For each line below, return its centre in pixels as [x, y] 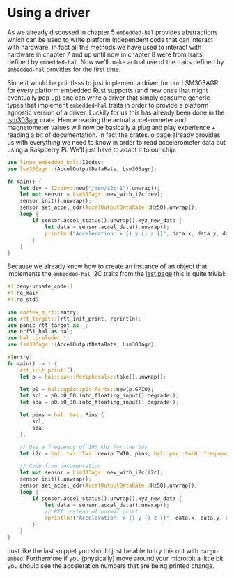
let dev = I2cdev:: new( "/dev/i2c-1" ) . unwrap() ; [90, 188]
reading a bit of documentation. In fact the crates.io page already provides [114, 135]
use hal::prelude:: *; [39, 338]
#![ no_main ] [24, 293]
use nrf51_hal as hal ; [40, 332]
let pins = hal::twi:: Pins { [62, 415]
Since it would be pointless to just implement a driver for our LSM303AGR [113, 82]
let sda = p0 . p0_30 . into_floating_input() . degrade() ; [99, 402]
